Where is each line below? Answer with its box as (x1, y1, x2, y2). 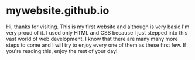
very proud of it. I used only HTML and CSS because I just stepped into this (6, 29, 188, 36)
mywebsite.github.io (6, 4, 110, 17)
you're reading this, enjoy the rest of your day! (6, 47, 118, 54)
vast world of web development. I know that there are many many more (6, 35, 179, 42)
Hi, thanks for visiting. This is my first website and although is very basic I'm (6, 23, 190, 30)
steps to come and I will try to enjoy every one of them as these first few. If (6, 42, 186, 48)
